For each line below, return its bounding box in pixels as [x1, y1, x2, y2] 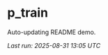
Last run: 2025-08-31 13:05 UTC [7, 41, 101, 49]
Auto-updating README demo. [7, 28, 96, 36]
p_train [7, 5, 49, 21]
